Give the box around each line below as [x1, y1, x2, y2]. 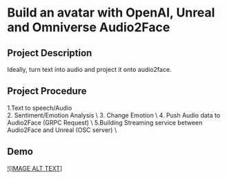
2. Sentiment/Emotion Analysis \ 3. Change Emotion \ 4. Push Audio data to [7, 111, 221, 119]
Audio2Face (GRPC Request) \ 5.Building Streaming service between [7, 118, 203, 126]
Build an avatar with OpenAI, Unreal [7, 5, 215, 21]
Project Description [7, 47, 92, 59]
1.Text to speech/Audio [7, 104, 72, 112]
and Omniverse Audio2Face [7, 19, 170, 35]
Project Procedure [7, 85, 87, 97]
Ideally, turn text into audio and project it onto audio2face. [7, 66, 172, 73]
